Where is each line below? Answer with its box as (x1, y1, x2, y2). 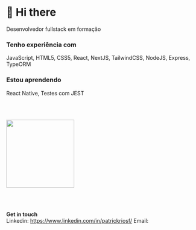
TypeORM (6, 60, 31, 68)
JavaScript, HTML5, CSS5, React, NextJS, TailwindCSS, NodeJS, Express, (6, 54, 191, 62)
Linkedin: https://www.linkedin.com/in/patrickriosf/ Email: (6, 217, 149, 224)
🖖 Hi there (6, 5, 56, 19)
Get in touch (6, 211, 38, 218)
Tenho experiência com (6, 40, 77, 49)
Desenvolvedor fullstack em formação (6, 25, 101, 33)
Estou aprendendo (6, 75, 62, 84)
